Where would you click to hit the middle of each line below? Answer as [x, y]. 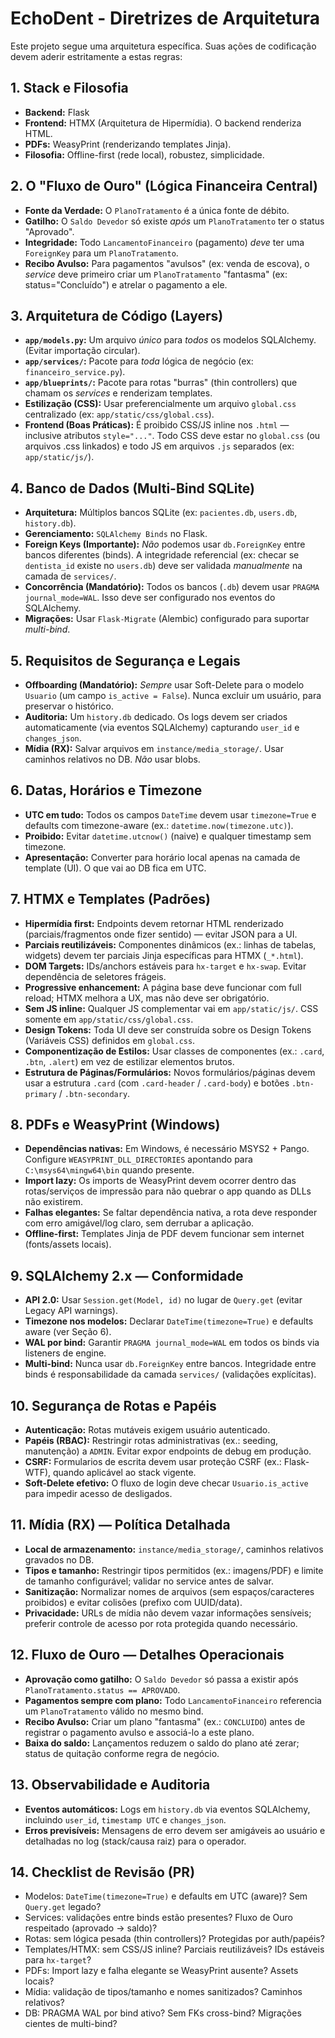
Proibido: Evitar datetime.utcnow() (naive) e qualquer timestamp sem [168, 836]
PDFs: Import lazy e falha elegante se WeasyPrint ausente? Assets [161, 1971]
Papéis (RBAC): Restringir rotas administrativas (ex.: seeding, [151, 1441]
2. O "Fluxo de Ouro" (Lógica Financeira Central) [164, 186]
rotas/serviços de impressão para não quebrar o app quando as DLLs [168, 1191]
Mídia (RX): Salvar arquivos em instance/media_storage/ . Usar [154, 748]
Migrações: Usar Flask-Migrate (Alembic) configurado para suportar [167, 619]
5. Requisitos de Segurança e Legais [125, 660]
